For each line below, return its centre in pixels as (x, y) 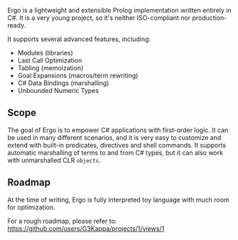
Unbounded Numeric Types (58, 91)
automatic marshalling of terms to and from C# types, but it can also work (115, 153)
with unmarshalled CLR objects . (54, 160)
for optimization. (31, 207)
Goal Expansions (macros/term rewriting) (78, 75)
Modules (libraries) (45, 53)
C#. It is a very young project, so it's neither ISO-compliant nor (99, 18)
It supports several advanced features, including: (79, 39)
